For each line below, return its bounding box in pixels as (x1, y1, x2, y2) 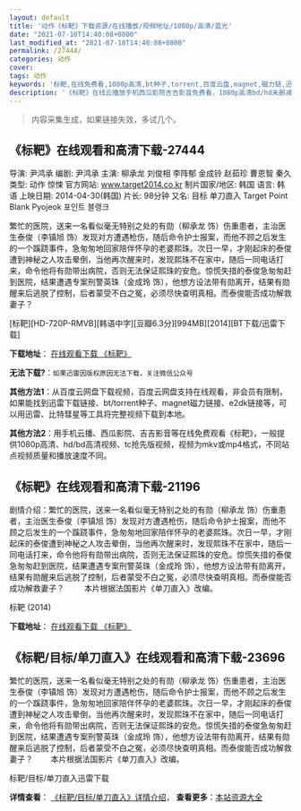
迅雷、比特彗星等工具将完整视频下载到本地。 (24, 409, 190, 419)
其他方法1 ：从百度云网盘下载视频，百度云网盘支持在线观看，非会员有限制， (9, 386, 288, 397)
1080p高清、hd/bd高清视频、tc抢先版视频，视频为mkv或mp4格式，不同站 (16, 439, 289, 450)
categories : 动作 (9, 55, 72, 64)
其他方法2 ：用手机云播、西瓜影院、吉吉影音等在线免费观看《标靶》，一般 (9, 427, 278, 439)
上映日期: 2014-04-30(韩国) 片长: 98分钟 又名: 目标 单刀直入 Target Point (19, 190, 288, 202)
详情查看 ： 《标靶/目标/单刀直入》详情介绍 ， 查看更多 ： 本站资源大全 (9, 791, 262, 802)
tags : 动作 (9, 72, 47, 81)
